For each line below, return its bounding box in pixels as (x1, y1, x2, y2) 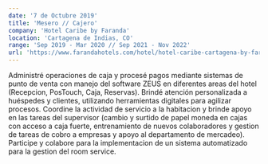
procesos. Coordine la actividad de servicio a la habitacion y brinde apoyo (8, 104, 252, 114)
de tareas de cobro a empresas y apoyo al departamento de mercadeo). (8, 130, 245, 139)
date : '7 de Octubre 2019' (8, 11, 98, 20)
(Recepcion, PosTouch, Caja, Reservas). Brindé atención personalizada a (8, 88, 247, 96)
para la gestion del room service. (8, 146, 117, 156)
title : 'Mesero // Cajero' (8, 19, 98, 27)
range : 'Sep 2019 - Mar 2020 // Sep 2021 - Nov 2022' (8, 41, 191, 49)
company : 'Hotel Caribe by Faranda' (8, 26, 130, 34)
